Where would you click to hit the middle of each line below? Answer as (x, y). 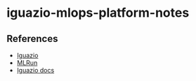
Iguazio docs (35, 70)
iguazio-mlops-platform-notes (98, 13)
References (32, 39)
